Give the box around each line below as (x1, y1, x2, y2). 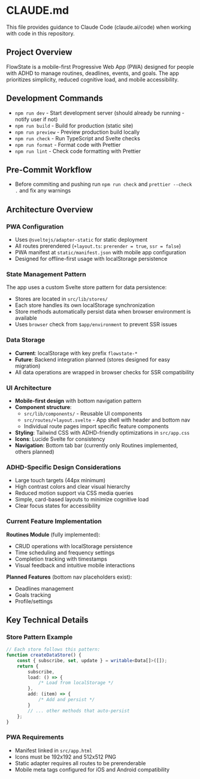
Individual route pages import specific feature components (23, 422, 169, 429)
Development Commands (6, 94, 104, 104)
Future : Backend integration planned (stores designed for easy (14, 356, 171, 363)
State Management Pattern (6, 270, 87, 278)
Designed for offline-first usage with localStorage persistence (14, 255, 168, 263)
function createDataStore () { (6, 652, 82, 658)
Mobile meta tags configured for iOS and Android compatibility (14, 766, 169, 773)
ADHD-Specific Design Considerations (6, 463, 122, 471)
